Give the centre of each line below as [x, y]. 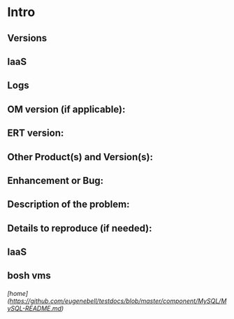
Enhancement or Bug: [56, 180]
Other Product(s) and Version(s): [80, 157]
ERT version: [36, 133]
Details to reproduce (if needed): [80, 228]
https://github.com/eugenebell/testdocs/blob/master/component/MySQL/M [118, 301]
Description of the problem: [68, 205]
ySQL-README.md [34, 309]
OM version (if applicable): [66, 109]
